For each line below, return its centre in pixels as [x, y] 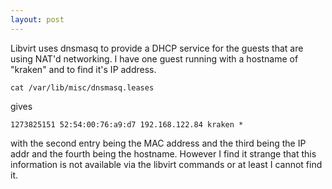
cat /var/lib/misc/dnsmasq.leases [82, 87]
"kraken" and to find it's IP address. [83, 69]
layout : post [37, 19]
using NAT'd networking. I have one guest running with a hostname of [154, 58]
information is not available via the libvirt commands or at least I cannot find [166, 164]
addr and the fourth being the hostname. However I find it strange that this [163, 153]
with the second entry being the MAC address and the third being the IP [158, 143]
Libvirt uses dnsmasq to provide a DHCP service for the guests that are [157, 48]
